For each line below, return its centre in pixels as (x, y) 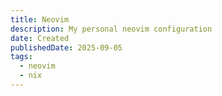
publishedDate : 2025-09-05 (66, 47)
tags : (21, 57)
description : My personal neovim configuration (111, 29)
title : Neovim (40, 19)
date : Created (40, 38)
